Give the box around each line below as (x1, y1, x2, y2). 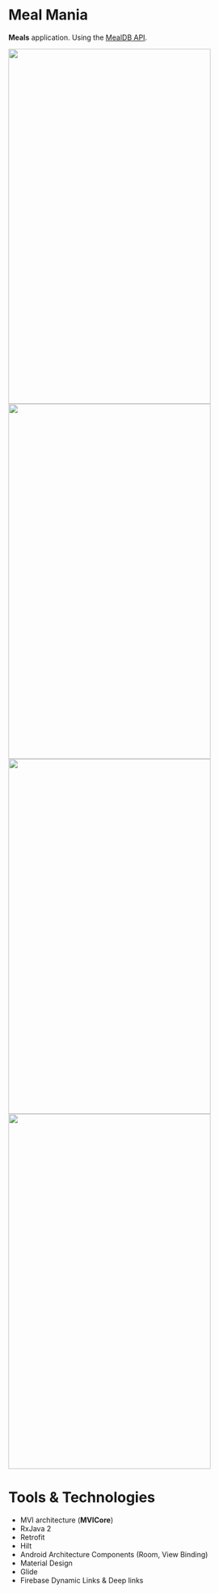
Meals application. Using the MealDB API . (8, 32, 148, 42)
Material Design (19, 1558, 73, 1568)
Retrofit (19, 1532, 45, 1542)
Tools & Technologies (8, 1488, 156, 1507)
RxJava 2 (19, 1523, 52, 1533)
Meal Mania (8, 6, 89, 24)
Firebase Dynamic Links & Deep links (19, 1575, 144, 1585)
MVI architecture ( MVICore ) (19, 1515, 114, 1525)
